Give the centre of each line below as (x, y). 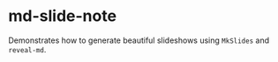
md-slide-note (62, 16)
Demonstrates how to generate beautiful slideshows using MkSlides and (139, 40)
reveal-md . (27, 49)
